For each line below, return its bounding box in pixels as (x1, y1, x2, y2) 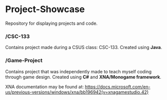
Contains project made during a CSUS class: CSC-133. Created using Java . (5, 44, 162, 51)
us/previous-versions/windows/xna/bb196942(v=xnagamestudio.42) (5, 89, 149, 95)
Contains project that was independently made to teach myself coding (5, 68, 152, 74)
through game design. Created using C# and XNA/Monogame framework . (5, 74, 161, 80)
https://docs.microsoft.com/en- (85, 83, 151, 89)
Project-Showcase (5, 4, 85, 15)
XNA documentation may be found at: (5, 83, 84, 89)
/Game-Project (5, 57, 43, 64)
